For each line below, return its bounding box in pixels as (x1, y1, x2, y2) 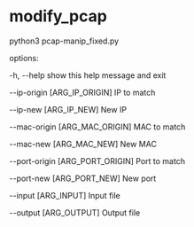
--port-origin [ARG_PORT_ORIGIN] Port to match (9, 155, 186, 166)
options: (9, 52, 40, 63)
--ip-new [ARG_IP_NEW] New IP (9, 104, 127, 114)
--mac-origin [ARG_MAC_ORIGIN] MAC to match (9, 121, 186, 132)
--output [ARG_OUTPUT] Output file (9, 207, 141, 218)
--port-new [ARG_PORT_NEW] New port (9, 173, 157, 184)
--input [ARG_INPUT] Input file (9, 190, 121, 200)
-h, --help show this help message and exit (9, 69, 167, 81)
